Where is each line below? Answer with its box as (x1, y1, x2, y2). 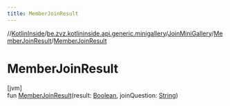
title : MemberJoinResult (7, 10, 79, 17)
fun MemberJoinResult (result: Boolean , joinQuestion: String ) (7, 91, 178, 99)
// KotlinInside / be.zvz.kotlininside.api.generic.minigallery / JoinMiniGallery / (7, 29, 214, 37)
